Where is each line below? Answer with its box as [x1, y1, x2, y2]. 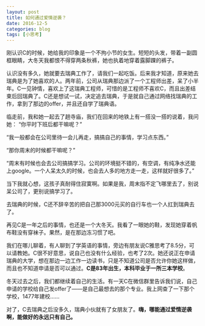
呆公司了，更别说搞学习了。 [6, 188, 76, 195]
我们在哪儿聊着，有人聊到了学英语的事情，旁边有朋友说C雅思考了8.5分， [6, 242, 189, 249]
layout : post [6, 9, 40, 15]
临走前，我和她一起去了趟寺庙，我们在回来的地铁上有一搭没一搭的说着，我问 [6, 113, 199, 121]
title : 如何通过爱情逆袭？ [6, 15, 67, 21]
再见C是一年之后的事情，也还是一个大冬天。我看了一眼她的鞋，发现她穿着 [6, 221, 192, 229]
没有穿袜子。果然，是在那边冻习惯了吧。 [16, 229, 119, 236]
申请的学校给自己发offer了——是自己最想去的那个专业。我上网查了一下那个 [6, 285, 195, 292]
